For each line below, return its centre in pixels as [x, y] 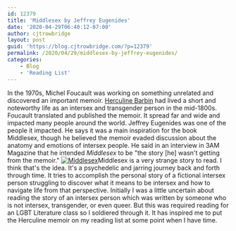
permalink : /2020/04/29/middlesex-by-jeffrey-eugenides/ [93, 54]
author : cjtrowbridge [39, 33]
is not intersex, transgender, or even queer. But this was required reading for [118, 205]
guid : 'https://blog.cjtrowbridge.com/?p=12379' [80, 46]
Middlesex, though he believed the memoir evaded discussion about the [112, 137]
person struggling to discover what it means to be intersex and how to [109, 182]
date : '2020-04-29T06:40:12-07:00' [60, 27]
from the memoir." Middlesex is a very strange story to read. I [114, 160]
